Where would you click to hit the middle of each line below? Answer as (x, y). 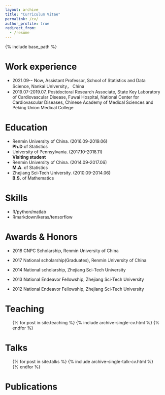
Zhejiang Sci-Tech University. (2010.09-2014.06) (61, 173)
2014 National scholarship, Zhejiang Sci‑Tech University (69, 269)
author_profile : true (27, 23)
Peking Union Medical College (43, 107)
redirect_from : (21, 28)
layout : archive (22, 10)
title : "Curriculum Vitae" (33, 14)
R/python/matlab (29, 212)
